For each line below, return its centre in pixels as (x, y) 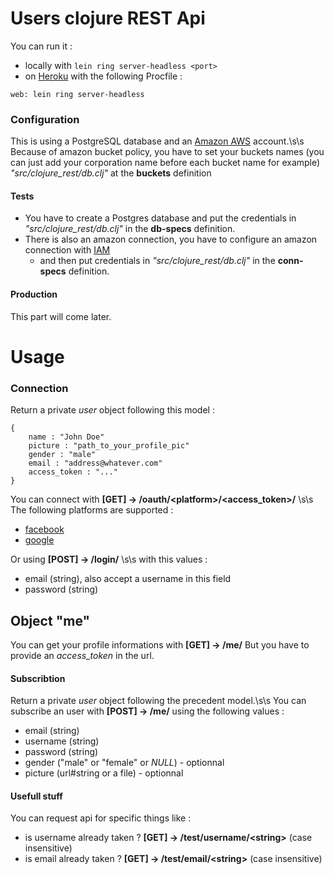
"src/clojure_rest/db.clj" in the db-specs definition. (130, 229)
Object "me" (50, 620)
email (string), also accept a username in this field (128, 579)
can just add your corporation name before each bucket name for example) (165, 163)
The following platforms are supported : (92, 510)
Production (34, 294)
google (39, 540)
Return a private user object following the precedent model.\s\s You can (158, 701)
